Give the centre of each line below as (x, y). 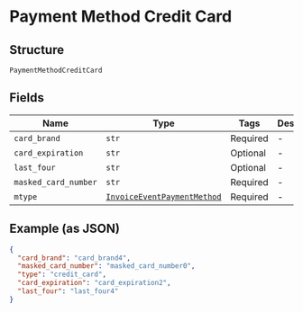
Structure (37, 50)
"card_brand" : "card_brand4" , (74, 258)
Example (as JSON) (64, 229)
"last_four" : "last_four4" (68, 291)
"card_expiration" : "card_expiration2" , (94, 283)
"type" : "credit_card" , (62, 275)
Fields (27, 98)
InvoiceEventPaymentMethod (164, 196)
